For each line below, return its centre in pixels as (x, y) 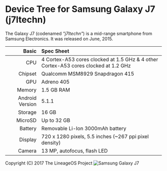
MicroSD (26, 120)
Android (27, 98)
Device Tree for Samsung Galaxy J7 (80, 9)
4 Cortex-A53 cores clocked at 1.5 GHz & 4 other (100, 59)
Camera (27, 151)
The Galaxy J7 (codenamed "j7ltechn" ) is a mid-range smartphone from (79, 33)
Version (28, 104)
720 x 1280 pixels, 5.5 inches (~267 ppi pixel (95, 136)
